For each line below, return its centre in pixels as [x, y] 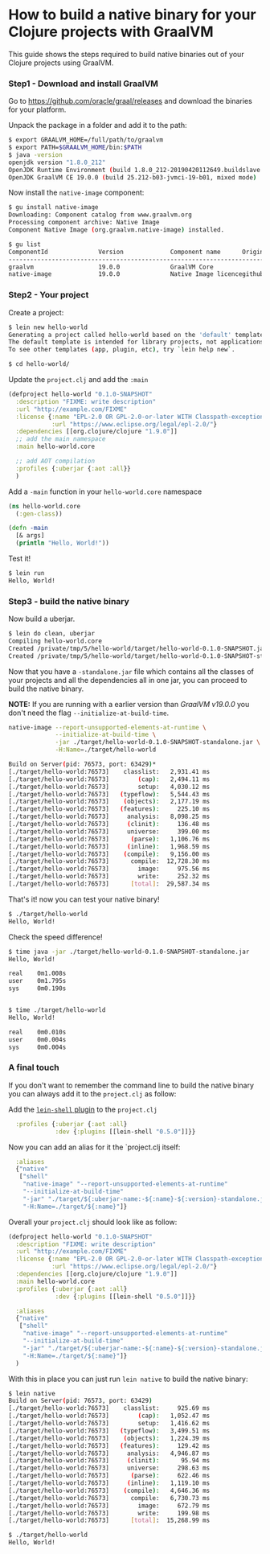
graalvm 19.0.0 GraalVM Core [111, 267]
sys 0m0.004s [37, 1047]
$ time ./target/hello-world [57, 1010]
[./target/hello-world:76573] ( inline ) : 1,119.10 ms [109, 1483]
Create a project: [36, 312]
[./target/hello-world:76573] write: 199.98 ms [109, 1513]
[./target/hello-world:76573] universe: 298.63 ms [109, 1468]
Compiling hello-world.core [55, 641]
